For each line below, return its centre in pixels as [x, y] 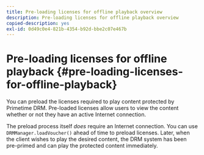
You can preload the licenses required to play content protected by [90, 102]
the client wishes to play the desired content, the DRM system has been [97, 139]
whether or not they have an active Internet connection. [76, 115]
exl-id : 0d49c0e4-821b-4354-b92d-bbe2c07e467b [67, 29]
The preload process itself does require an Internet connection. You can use [102, 126]
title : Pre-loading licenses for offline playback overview [85, 12]
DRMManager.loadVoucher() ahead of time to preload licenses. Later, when [98, 133]
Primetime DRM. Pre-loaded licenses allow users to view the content [93, 108]
